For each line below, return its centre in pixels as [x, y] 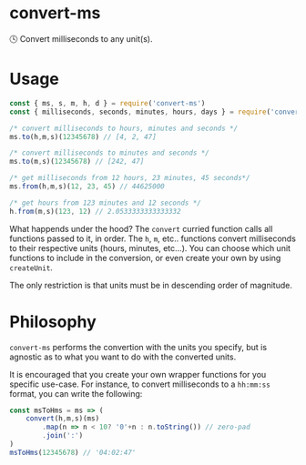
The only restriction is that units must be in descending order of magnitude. [151, 285]
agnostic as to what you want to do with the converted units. [123, 357]
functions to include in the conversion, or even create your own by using [145, 258]
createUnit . [31, 268]
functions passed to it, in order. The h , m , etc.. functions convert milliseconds [153, 238]
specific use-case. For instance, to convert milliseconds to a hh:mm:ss [140, 384]
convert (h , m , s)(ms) [63, 419]
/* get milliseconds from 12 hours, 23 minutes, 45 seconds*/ [130, 178]
